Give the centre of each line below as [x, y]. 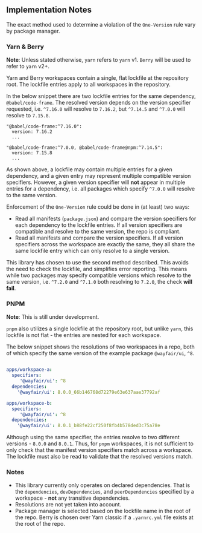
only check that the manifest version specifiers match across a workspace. [99, 450]
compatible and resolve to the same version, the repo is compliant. [98, 232]
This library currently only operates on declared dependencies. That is [103, 485]
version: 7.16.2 [32, 132]
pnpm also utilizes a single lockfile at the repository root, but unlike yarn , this [100, 329]
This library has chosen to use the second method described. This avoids [97, 263]
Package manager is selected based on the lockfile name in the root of [103, 511]
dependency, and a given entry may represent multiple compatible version [99, 176]
